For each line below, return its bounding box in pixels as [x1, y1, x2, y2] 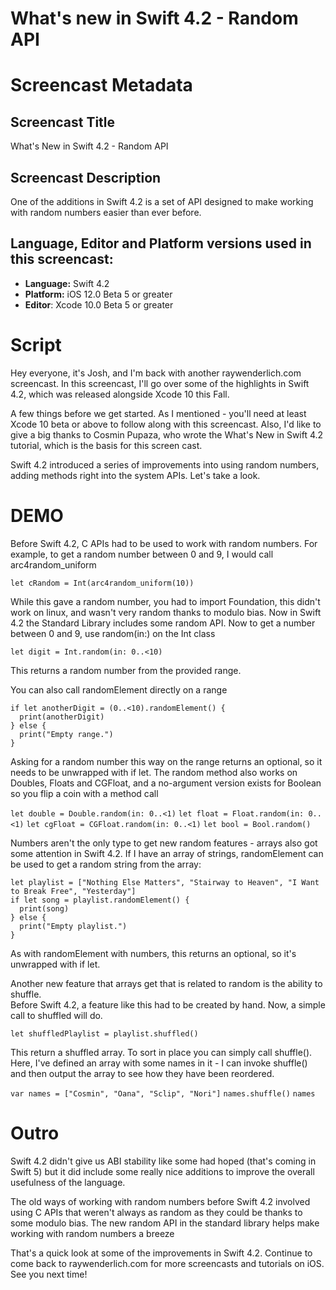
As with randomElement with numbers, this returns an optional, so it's [10, 947, 297, 959]
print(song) [19, 903, 70, 914]
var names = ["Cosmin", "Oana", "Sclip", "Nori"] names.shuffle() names [10, 1088, 316, 1099]
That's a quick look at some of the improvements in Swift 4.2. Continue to [10, 1247, 313, 1259]
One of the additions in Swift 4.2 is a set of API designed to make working [10, 196, 314, 207]
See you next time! [10, 1268, 88, 1280]
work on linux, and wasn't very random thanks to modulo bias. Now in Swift [10, 606, 322, 618]
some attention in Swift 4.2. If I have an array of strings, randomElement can [10, 847, 324, 859]
